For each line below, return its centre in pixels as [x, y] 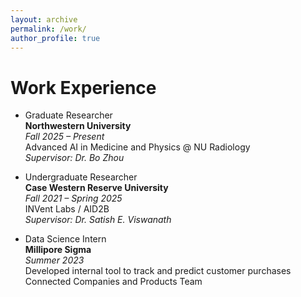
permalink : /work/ [48, 29]
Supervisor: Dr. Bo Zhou [74, 158]
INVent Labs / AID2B [67, 209]
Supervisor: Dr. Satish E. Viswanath [98, 220]
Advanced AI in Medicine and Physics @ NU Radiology [137, 147]
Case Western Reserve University [96, 188]
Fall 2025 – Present [64, 137]
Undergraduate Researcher [81, 177]
